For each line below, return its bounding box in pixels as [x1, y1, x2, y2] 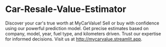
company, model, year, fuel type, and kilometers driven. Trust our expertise [5, 30, 161, 36]
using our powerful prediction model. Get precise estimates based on [5, 25, 149, 31]
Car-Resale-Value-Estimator [5, 3, 127, 15]
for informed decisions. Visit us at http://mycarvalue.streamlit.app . [5, 36, 142, 42]
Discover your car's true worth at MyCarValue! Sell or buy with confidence [5, 20, 159, 26]
